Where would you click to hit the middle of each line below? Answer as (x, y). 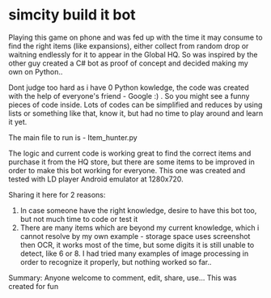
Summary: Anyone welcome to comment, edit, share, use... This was (123, 278)
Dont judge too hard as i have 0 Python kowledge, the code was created (129, 87)
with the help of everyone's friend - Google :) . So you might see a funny (129, 96)
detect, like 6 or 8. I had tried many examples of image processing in (134, 253)
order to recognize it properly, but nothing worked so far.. (116, 262)
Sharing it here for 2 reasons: (57, 194)
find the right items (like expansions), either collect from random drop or (129, 45)
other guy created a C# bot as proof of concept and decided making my (128, 63)
